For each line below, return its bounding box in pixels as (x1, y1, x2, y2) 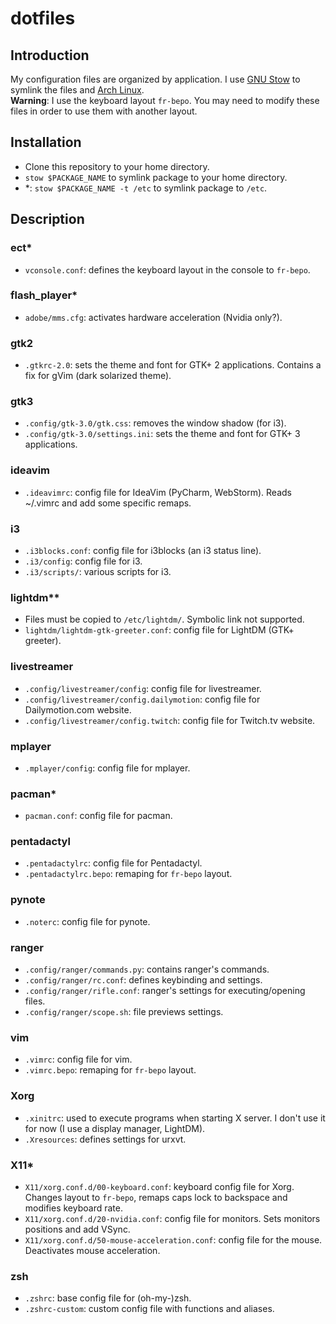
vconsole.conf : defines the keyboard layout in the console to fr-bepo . (24, 263, 311, 276)
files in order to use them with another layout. (10, 105, 198, 117)
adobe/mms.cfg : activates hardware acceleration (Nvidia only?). (24, 311, 283, 323)
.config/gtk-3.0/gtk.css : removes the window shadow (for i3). (24, 417, 287, 429)
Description (10, 211, 85, 228)
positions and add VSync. (24, 1223, 131, 1235)
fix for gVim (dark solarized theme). (24, 370, 172, 382)
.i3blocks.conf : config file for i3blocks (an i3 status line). (24, 544, 262, 556)
